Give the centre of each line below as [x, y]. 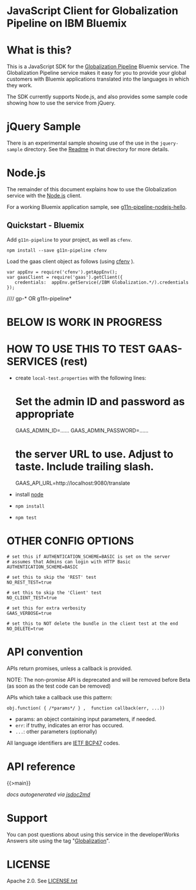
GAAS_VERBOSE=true [29, 613]
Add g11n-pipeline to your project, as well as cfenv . [69, 239]
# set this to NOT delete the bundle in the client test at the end [92, 624]
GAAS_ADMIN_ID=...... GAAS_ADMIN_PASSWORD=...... [82, 430]
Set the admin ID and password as [100, 402]
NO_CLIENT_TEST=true [32, 598]
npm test [26, 518]
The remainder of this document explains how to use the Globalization [92, 189]
